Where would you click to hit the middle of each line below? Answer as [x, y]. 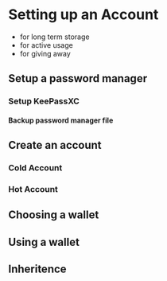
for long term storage [54, 37]
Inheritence [37, 269]
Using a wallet [44, 242]
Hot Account [33, 189]
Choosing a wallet [54, 215]
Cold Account [35, 168]
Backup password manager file [61, 120]
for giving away [45, 53]
